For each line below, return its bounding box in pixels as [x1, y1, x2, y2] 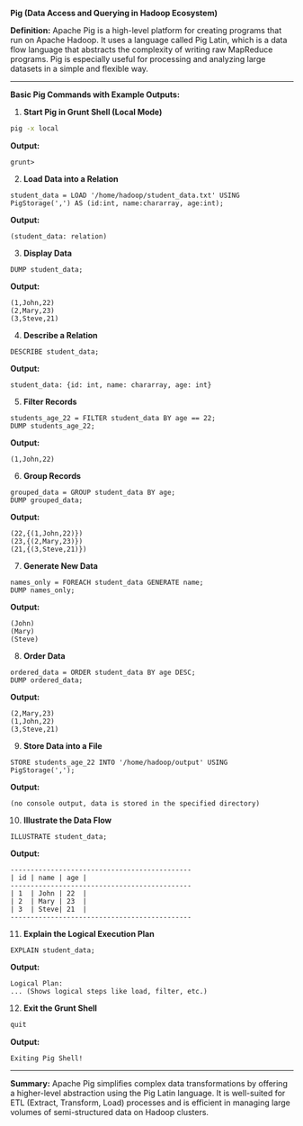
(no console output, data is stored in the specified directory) [10, 798, 260, 808]
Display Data [22, 248, 73, 258]
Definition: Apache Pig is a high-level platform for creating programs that [10, 25, 282, 35]
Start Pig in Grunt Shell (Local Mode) [22, 107, 163, 117]
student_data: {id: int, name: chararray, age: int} [10, 380, 212, 390]
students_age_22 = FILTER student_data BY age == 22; [10, 413, 217, 422]
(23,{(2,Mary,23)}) [10, 536, 84, 545]
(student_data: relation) [10, 231, 107, 241]
